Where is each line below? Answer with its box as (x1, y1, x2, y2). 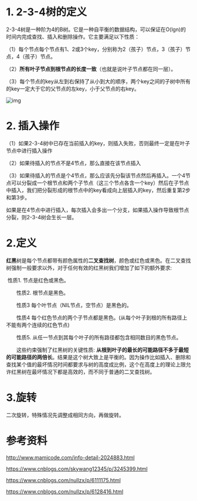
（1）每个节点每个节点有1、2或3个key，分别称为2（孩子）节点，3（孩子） (6, 45, 186, 53)
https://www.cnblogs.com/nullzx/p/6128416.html (6, 488, 124, 495)
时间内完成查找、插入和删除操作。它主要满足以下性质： (6, 33, 140, 40)
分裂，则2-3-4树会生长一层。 (6, 213, 77, 220)
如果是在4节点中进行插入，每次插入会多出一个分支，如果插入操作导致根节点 (6, 206, 189, 213)
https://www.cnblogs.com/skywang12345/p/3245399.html (6, 465, 148, 472)
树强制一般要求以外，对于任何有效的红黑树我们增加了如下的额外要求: (6, 264, 172, 271)
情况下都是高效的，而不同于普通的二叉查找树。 (42, 368, 155, 375)
